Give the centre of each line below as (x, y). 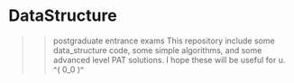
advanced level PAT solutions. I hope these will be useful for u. (169, 60)
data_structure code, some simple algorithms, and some (157, 50)
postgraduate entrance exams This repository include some (164, 41)
